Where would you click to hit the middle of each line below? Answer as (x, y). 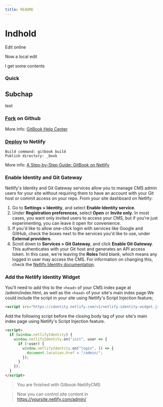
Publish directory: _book (31, 156)
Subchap (19, 94)
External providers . (32, 239)
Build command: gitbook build (36, 152)
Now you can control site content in (52, 394)
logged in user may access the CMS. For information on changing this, (82, 259)
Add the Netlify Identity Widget (42, 277)
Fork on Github (23, 119)
